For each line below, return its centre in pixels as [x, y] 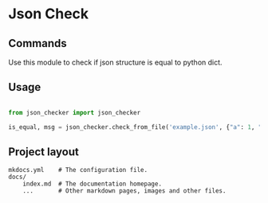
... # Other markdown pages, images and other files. [124, 191]
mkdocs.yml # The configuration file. [78, 170]
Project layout [44, 152]
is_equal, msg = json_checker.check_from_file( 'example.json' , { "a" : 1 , [132, 127]
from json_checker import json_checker [75, 112]
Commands [38, 43]
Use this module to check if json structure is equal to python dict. [115, 62]
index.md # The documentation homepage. [92, 184]
